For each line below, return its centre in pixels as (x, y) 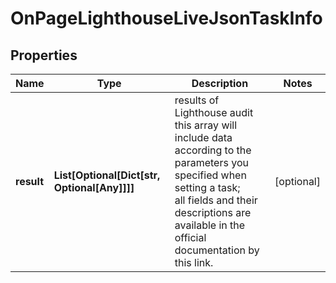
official (190, 237)
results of (197, 100)
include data (203, 137)
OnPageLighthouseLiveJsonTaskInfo (166, 18)
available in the (210, 225)
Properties (44, 55)
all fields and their (216, 200)
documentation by (217, 250)
